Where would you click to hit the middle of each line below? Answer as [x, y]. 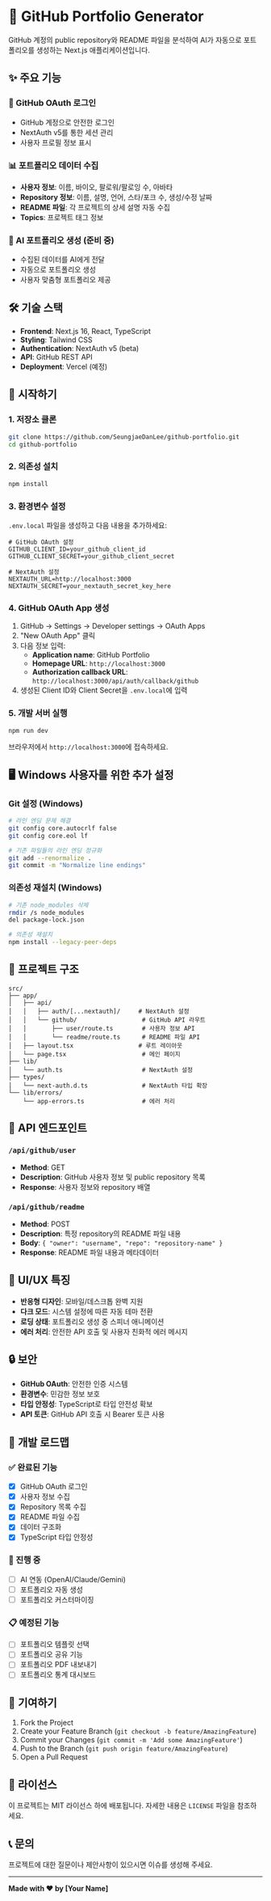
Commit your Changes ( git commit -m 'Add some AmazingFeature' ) [131, 1740]
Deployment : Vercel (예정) [64, 366]
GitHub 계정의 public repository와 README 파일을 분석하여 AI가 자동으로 [125, 40]
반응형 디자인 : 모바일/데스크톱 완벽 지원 [81, 1301]
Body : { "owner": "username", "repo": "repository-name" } [121, 1243]
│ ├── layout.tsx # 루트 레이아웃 [96, 1046]
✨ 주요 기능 [35, 78]
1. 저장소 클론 [33, 420]
